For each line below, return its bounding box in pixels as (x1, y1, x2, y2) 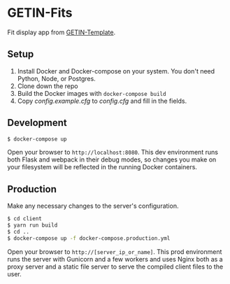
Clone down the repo (17, 82, 78, 90)
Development (7, 117, 68, 129)
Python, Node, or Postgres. (17, 74, 96, 83)
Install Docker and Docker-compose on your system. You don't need (17, 66, 215, 75)
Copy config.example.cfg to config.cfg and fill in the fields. (17, 97, 187, 105)
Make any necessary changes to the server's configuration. (7, 201, 179, 211)
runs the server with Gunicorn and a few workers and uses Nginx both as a (7, 255, 223, 263)
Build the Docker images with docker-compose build (17, 89, 166, 97)
